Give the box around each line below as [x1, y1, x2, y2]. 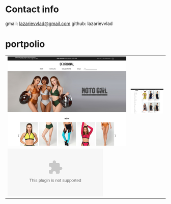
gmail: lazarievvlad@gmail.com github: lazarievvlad [5, 20, 113, 27]
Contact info [5, 4, 60, 15]
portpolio [5, 38, 45, 50]
